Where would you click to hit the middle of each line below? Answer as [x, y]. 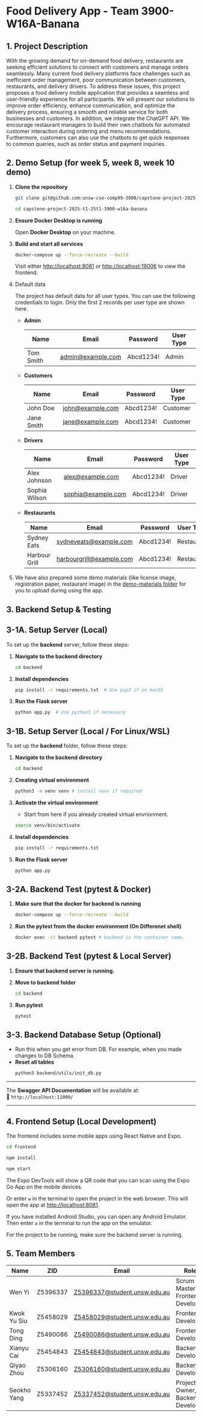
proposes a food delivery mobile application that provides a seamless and [98, 93]
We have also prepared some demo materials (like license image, [95, 578]
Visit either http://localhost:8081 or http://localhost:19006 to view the [100, 266]
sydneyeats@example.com [94, 542]
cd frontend [21, 1147]
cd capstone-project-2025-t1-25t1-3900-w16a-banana [81, 209]
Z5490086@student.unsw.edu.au [122, 1334]
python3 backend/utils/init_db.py [58, 1073]
